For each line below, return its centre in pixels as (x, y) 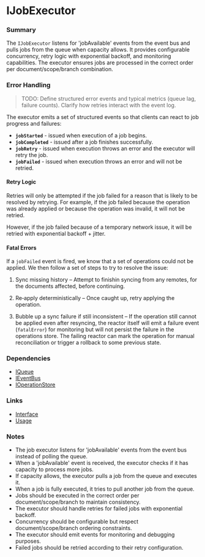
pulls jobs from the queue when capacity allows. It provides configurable (98, 50)
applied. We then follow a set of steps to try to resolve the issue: (87, 268)
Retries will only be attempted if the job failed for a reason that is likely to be (102, 195)
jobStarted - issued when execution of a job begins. (81, 135)
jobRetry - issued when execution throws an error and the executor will (105, 148)
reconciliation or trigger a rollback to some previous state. (88, 343)
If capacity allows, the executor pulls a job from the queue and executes (106, 476)
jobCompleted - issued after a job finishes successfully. (84, 142)
